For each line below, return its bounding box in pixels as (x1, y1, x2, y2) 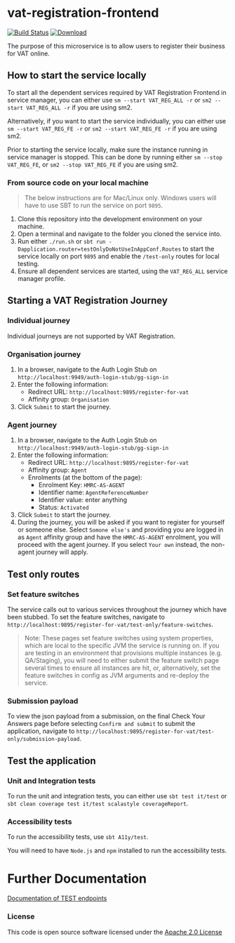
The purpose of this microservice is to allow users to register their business (7, 41, 226, 50)
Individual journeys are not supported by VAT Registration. (7, 331, 176, 340)
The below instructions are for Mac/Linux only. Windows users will (24, 194, 217, 202)
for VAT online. (7, 49, 51, 58)
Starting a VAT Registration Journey (7, 295, 168, 307)
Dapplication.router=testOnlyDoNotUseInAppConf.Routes (17, 246, 182, 253)
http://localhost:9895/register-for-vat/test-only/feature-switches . (7, 620, 214, 629)
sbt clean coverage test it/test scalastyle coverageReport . (7, 799, 189, 807)
